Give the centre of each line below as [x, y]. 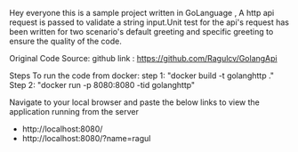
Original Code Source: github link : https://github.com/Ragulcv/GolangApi [143, 58]
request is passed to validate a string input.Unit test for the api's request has [149, 22]
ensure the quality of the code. [65, 41]
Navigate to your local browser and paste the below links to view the [134, 102]
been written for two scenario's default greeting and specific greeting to [141, 32]
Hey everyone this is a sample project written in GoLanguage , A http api [142, 13]
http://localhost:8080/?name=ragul [86, 138]
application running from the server [74, 112]
